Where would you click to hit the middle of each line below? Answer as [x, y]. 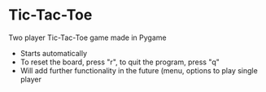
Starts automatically [54, 53]
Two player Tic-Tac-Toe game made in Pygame [87, 37]
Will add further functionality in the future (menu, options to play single [139, 70]
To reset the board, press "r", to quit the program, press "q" [120, 62]
